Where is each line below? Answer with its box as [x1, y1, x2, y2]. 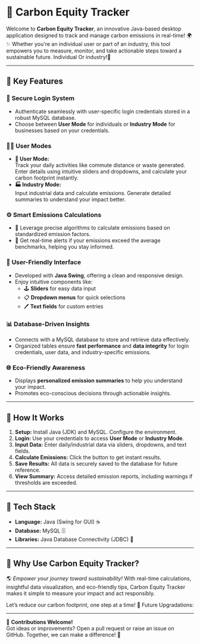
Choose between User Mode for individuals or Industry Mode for [14, 120, 176, 128]
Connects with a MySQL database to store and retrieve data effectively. [14, 336, 190, 343]
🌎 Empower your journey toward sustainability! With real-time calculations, [6, 575, 192, 582]
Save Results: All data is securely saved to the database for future [14, 460, 178, 467]
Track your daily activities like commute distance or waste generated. [14, 161, 186, 169]
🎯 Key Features [6, 76, 64, 86]
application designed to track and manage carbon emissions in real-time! [6, 32, 186, 39]
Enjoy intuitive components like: [14, 278, 93, 285]
